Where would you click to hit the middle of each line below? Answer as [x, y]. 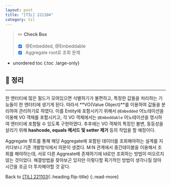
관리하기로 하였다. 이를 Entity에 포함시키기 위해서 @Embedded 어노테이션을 [91, 111]
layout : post [19, 10]
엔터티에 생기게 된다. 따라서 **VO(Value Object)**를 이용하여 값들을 [92, 105]
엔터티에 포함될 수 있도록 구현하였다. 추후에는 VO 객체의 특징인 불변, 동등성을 [87, 124]
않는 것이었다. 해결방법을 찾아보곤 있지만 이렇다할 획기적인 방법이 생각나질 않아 [83, 160]
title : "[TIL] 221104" [29, 15]
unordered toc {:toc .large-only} [46, 63]
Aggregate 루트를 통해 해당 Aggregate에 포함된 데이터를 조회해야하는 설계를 [81, 141]
